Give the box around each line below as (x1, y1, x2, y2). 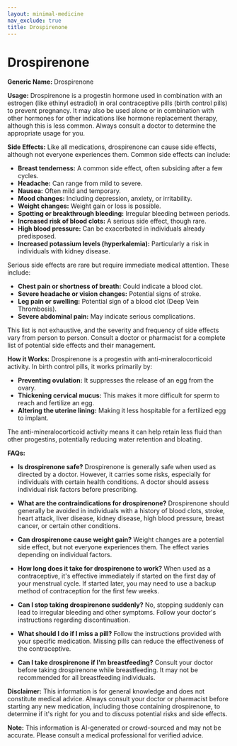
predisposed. (17, 232, 57, 241)
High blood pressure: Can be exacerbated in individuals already (17, 224, 205, 233)
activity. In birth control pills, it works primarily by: (7, 363, 153, 371)
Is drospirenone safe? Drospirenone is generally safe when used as (17, 463, 216, 471)
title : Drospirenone (7, 23, 69, 31)
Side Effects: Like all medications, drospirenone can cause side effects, (7, 143, 217, 151)
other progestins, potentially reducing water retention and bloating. (7, 435, 203, 444)
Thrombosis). (17, 305, 57, 313)
